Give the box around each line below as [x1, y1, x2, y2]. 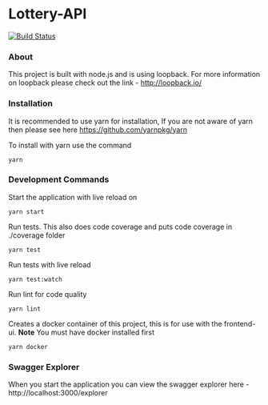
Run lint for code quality [8, 289, 87, 299]
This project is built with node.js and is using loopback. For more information [8, 70, 261, 79]
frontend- [223, 319, 256, 328]
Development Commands [8, 174, 110, 185]
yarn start [8, 207, 45, 216]
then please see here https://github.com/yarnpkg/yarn [8, 125, 188, 134]
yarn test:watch [8, 275, 62, 283]
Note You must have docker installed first [18, 327, 154, 337]
